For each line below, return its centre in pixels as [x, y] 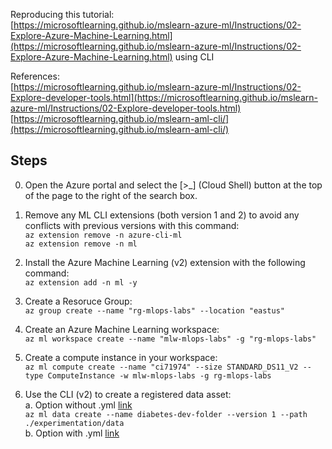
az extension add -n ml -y [81, 282]
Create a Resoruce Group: [78, 301]
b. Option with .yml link [72, 433]
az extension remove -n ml [81, 244]
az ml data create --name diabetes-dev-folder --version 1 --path [166, 414]
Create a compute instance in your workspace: [121, 357]
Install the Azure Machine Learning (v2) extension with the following [165, 262]
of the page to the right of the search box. [111, 195]
